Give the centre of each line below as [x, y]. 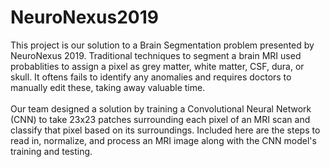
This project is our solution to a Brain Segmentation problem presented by [162, 45]
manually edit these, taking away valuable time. [108, 87]
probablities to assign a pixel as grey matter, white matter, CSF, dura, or [157, 66]
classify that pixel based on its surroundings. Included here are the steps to [165, 130]
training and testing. [51, 151]
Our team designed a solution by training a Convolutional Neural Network [161, 108]
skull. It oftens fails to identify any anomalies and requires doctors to [151, 77]
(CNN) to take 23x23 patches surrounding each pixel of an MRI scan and [160, 119]
